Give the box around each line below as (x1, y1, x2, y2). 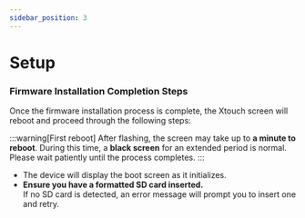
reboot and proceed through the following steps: (9, 115, 191, 126)
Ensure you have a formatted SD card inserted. (22, 179, 204, 191)
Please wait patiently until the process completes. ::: (9, 152, 205, 163)
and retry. (22, 199, 59, 210)
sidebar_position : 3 (9, 13, 88, 23)
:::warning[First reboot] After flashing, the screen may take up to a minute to (9, 133, 296, 144)
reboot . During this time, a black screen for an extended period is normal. (9, 143, 287, 154)
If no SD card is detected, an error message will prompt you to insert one (22, 189, 297, 200)
